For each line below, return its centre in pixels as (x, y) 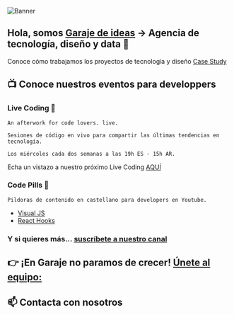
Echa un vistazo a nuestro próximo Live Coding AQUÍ (84, 167)
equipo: (25, 277)
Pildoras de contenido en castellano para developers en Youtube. (107, 200)
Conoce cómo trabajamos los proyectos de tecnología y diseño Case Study (117, 61)
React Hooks (36, 220)
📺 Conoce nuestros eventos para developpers (112, 85)
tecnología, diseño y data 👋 (68, 44)
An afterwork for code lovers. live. (63, 123)
